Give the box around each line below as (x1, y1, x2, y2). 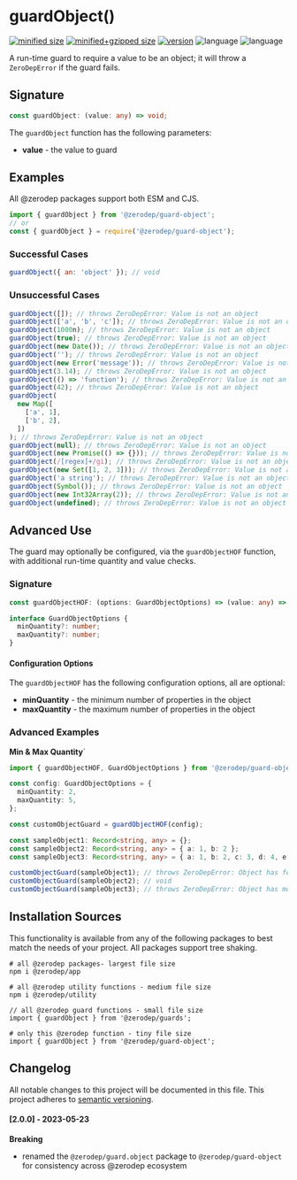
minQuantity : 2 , (17, 788, 77, 797)
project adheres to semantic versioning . (9, 1093, 154, 1104)
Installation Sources (9, 909, 122, 924)
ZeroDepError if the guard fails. (9, 62, 121, 73)
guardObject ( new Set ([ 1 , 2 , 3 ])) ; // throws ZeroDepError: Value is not (9, 466, 283, 474)
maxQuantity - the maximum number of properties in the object (21, 704, 255, 714)
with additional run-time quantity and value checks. (9, 556, 196, 567)
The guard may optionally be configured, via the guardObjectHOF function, (9, 546, 277, 557)
